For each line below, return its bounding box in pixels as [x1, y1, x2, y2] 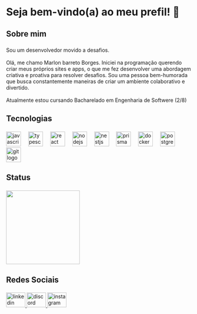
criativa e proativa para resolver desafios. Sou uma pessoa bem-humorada [6, 71, 188, 78]
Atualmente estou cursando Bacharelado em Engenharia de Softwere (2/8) [6, 97, 187, 104]
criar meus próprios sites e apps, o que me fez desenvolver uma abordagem [6, 65, 191, 72]
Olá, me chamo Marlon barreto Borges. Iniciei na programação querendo [6, 59, 182, 66]
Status [6, 173, 31, 183]
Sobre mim [6, 29, 47, 39]
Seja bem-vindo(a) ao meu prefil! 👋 [6, 5, 180, 19]
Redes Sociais [6, 275, 59, 285]
